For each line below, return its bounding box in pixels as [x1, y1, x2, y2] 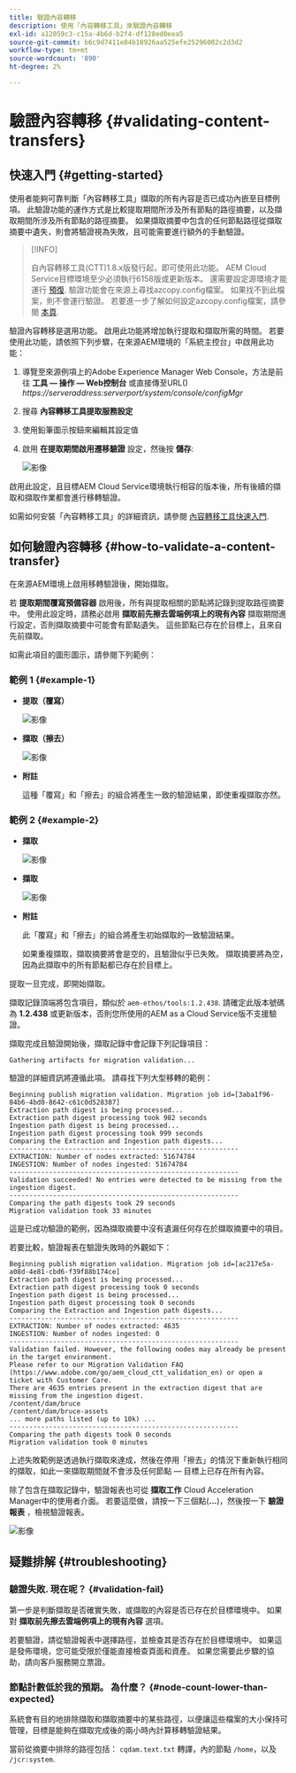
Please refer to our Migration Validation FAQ [9, 1361, 184, 1370]
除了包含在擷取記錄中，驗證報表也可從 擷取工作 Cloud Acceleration [9, 1485, 254, 1496]
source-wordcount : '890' [9, 54, 101, 63]
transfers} [9, 130, 87, 151]
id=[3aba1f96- [222, 1091, 275, 1100]
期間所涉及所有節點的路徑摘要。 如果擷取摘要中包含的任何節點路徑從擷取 [16, 214, 283, 226]
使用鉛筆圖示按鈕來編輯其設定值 [21, 424, 139, 435]
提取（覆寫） [21, 695, 69, 705]
